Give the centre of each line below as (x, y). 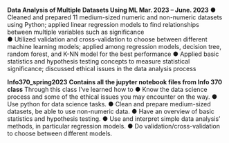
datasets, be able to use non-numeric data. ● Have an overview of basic (111, 111)
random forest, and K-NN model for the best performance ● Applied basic (113, 54)
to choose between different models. (60, 133)
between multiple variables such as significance (76, 32)
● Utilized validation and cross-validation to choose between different (107, 39)
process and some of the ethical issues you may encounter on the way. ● (112, 97)
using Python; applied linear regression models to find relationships (103, 25)
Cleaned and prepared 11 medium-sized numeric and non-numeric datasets (115, 17)
